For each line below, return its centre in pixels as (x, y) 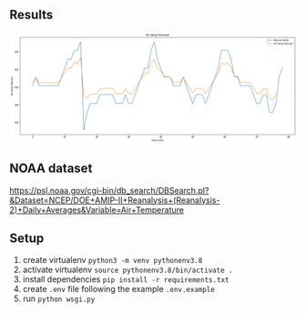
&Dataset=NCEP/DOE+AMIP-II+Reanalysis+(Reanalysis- (115, 200)
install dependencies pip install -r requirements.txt (126, 279)
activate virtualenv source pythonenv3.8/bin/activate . (128, 270)
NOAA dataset (51, 169)
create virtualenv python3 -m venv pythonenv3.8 (112, 260)
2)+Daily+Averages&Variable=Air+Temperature (97, 209)
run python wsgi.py (59, 298)
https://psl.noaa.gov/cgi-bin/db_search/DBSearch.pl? (109, 190)
